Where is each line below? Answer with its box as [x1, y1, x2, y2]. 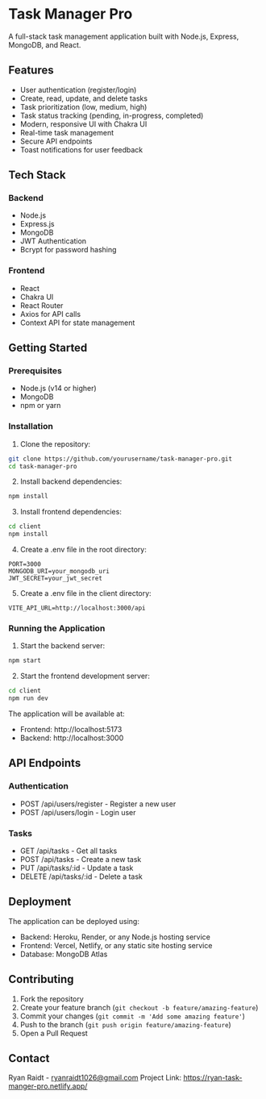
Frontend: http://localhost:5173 [19, 725, 123, 735]
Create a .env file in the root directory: [19, 545, 147, 555]
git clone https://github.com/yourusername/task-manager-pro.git [8, 455, 232, 463]
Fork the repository [19, 993, 85, 1004]
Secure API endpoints [19, 136, 93, 146]
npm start [8, 656, 42, 665]
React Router [19, 300, 64, 310]
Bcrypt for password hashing [19, 245, 117, 255]
